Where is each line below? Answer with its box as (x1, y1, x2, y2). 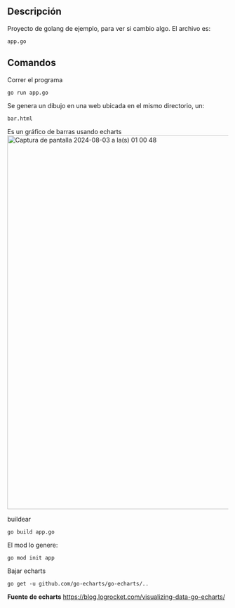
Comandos (7, 57, 56, 69)
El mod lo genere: (7, 541, 58, 549)
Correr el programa (7, 75, 63, 84)
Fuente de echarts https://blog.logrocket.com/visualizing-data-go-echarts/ (7, 593, 226, 601)
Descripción (7, 6, 62, 18)
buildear (7, 515, 32, 523)
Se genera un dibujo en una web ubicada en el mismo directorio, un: (7, 101, 205, 110)
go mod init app (7, 554, 55, 561)
